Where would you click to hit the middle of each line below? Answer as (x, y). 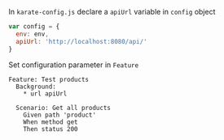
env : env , (32, 34)
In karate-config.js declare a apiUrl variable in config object (112, 12)
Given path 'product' (59, 115)
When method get (51, 122)
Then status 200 (51, 129)
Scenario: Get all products (64, 108)
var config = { (34, 27)
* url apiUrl (45, 93)
